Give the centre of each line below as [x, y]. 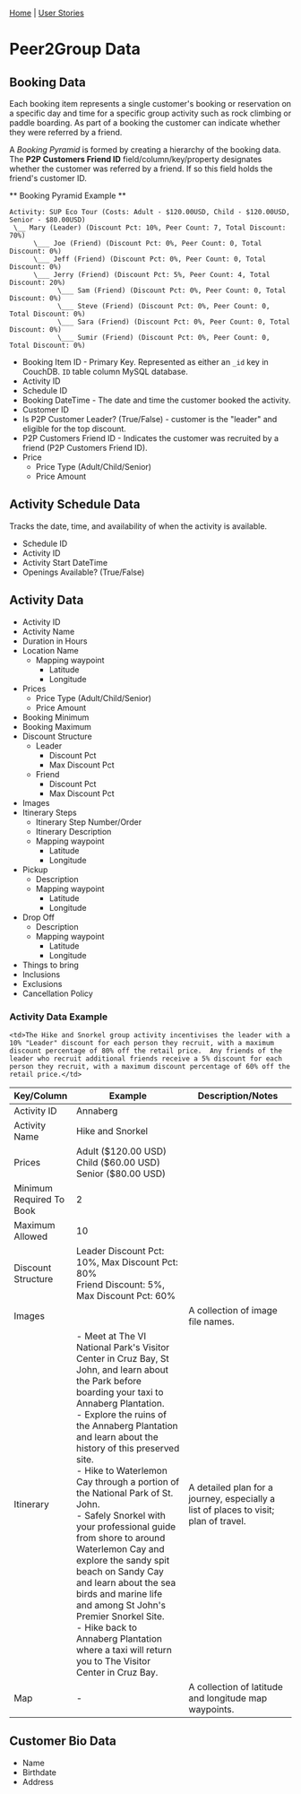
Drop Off [39, 917]
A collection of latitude [236, 1686]
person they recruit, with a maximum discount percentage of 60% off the [150, 1066]
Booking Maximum [56, 726]
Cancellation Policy [58, 993]
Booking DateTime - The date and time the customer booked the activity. [156, 400]
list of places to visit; [231, 1510]
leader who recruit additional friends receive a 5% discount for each [146, 1058]
